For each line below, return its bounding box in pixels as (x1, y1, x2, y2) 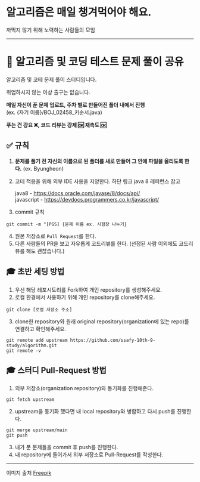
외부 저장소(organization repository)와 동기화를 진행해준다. (14, 385, 154, 392)
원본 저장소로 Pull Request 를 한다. (14, 232, 96, 239)
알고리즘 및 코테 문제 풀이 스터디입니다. (6, 76, 97, 83)
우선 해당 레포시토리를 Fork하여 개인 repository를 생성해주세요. (14, 286, 162, 293)
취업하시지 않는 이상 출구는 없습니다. (6, 88, 90, 95)
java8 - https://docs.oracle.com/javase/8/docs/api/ (14, 189, 140, 197)
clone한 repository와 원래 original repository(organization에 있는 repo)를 (14, 317, 189, 325)
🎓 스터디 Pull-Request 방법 (6, 365, 107, 375)
